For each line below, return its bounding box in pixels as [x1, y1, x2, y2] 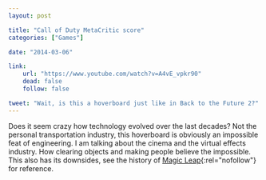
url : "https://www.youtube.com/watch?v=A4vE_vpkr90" [22, 70, 202, 78]
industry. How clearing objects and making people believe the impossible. [8, 146, 252, 156]
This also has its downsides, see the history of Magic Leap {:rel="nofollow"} [8, 155, 257, 165]
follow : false [22, 85, 69, 93]
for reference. [8, 163, 54, 173]
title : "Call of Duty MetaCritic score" [8, 26, 145, 34]
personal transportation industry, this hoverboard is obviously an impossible [8, 130, 259, 139]
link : [8, 62, 26, 70]
